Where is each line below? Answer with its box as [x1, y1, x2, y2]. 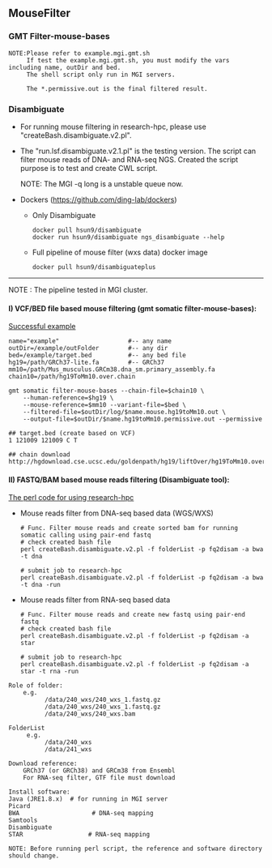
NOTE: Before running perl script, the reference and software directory [8, 844, 263, 853]
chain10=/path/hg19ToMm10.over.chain [8, 373, 136, 381]
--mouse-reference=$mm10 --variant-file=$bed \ [23, 401, 186, 409]
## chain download [8, 451, 70, 459]
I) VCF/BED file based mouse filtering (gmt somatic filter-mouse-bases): [8, 303, 257, 313]
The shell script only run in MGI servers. [26, 71, 176, 79]
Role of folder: [8, 682, 63, 690]
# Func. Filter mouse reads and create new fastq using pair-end [19, 611, 245, 619]
